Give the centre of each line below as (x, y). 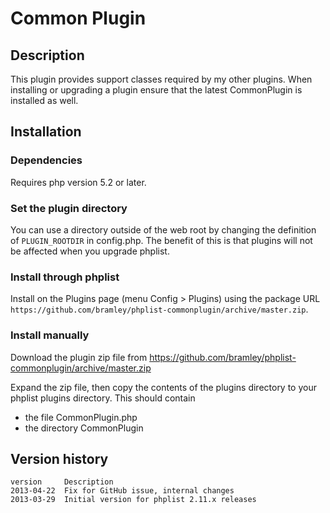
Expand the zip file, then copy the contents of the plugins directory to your (163, 387)
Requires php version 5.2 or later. (78, 182)
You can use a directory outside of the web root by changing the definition (163, 229)
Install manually (50, 335)
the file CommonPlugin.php (81, 417)
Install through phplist (65, 277)
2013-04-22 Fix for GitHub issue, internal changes (122, 491)
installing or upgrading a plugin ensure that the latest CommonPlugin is (156, 90)
